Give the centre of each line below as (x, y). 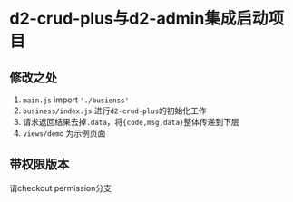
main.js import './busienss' (76, 100)
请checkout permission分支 (60, 188)
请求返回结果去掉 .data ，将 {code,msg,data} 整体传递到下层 (131, 122)
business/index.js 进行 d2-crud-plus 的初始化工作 (114, 111)
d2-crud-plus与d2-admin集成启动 (139, 19)
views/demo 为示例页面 (64, 133)
